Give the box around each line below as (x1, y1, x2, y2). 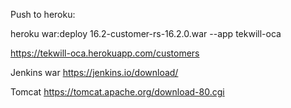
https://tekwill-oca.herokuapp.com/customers (10, 47, 200, 59)
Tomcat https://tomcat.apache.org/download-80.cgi (10, 86, 225, 98)
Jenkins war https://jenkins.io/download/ (10, 67, 179, 78)
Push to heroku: (10, 9, 76, 20)
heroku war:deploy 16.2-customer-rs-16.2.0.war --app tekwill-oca (10, 28, 282, 39)
